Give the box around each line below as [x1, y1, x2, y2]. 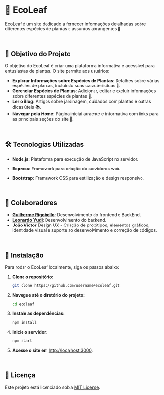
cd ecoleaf [12, 302, 35, 307]
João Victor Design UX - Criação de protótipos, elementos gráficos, [12, 222, 150, 228]
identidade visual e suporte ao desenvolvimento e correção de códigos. [12, 227, 157, 233]
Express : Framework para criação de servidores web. [12, 166, 121, 171]
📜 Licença [5, 371, 36, 380]
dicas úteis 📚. [12, 104, 42, 110]
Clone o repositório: [12, 274, 54, 280]
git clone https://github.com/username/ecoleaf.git [12, 283, 120, 288]
